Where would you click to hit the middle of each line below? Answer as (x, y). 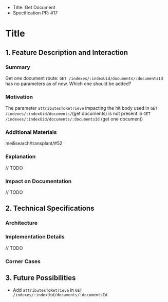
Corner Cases (23, 261)
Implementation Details (35, 237)
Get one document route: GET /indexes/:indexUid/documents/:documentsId (84, 78)
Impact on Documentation (39, 181)
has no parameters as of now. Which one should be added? (68, 84)
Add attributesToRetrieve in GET (47, 290)
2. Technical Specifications (50, 208)
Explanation (21, 157)
